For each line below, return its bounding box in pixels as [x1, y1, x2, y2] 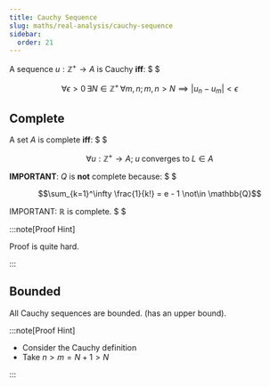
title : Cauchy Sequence [9, 12, 98, 22]
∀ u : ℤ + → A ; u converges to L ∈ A [86, 152, 214, 164]
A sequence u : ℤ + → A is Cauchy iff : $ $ [9, 62, 160, 74]
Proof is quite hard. [9, 241, 80, 252]
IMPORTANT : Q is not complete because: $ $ [9, 171, 177, 181]
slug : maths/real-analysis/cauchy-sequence [9, 21, 174, 30]
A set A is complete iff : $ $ [9, 134, 108, 145]
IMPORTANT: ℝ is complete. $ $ [9, 206, 127, 216]
